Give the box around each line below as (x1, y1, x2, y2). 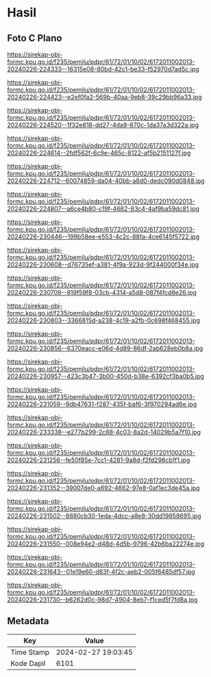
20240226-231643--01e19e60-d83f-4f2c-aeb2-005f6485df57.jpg (7, 568, 195, 575)
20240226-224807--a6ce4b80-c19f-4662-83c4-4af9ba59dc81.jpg (7, 205, 200, 212)
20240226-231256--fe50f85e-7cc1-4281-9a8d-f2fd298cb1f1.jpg (7, 456, 190, 464)
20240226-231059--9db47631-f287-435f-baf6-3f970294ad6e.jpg (7, 400, 197, 408)
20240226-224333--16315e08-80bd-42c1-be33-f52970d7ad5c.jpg (7, 65, 200, 73)
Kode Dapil (10, 658, 46, 668)
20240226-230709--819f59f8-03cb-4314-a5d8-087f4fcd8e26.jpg (7, 289, 197, 296)
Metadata (7, 615, 49, 627)
